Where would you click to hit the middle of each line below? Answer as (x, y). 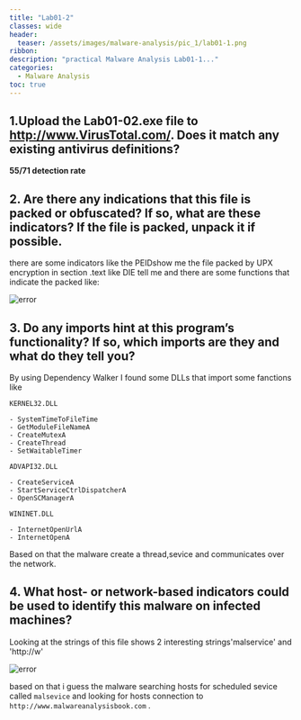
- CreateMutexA (38, 436)
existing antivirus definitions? (95, 149)
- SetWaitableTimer (46, 451)
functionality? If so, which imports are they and (145, 342)
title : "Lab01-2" (42, 18)
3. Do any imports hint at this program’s (122, 328)
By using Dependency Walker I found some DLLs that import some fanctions (150, 378)
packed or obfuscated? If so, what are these (135, 213)
